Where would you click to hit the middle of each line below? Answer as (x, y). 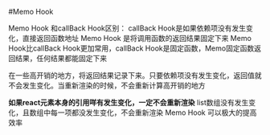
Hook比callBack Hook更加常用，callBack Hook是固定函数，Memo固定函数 (131, 48)
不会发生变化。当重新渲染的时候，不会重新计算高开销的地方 (107, 85)
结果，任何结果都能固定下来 (61, 58)
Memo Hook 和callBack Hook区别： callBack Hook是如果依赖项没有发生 (127, 28)
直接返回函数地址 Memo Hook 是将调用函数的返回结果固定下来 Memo (137, 38)
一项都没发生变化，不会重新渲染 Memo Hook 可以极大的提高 (157, 112)
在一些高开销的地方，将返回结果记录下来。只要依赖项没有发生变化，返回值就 (135, 75)
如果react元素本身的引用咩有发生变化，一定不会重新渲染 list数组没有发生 (129, 102)
